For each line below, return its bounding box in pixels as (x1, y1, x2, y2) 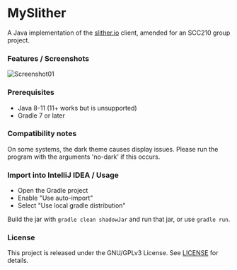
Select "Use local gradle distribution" (17, 201, 126, 210)
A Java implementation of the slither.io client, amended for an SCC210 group (7, 28, 231, 37)
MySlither (7, 5, 67, 21)
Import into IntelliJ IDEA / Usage (7, 170, 119, 180)
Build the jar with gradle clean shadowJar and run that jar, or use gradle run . (7, 215, 231, 224)
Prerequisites (7, 87, 54, 97)
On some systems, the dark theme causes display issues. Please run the (7, 145, 219, 153)
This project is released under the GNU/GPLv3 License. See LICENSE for (7, 249, 219, 257)
